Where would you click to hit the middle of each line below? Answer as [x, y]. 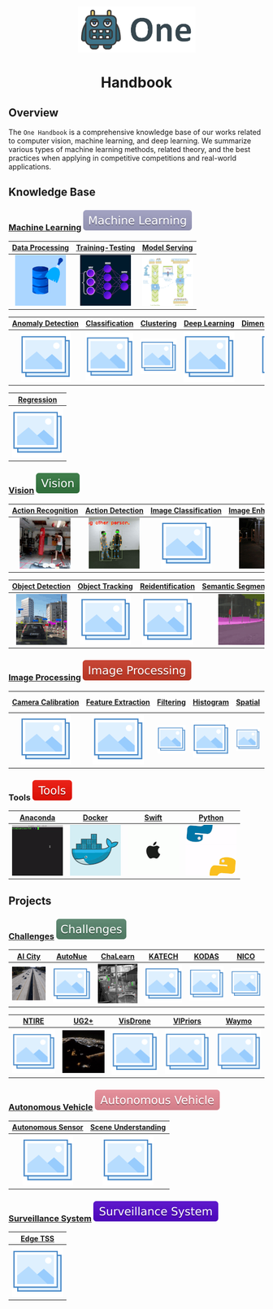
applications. [30, 167]
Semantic [219, 587]
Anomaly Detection [45, 324]
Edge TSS [37, 1238]
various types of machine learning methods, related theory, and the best [130, 149]
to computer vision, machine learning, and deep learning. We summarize [130, 141]
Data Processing [40, 248]
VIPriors [187, 1021]
